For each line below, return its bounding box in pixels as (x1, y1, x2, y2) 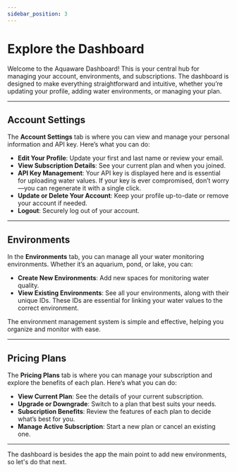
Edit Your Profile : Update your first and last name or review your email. (17, 154, 224, 163)
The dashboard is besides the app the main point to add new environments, (7, 450, 227, 459)
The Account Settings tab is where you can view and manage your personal (7, 132, 230, 142)
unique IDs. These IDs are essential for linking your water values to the (17, 297, 224, 305)
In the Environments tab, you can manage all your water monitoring (7, 253, 205, 261)
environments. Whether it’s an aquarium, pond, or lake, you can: (7, 260, 193, 269)
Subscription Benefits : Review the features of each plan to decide (17, 408, 212, 415)
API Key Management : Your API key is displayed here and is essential (17, 169, 221, 178)
